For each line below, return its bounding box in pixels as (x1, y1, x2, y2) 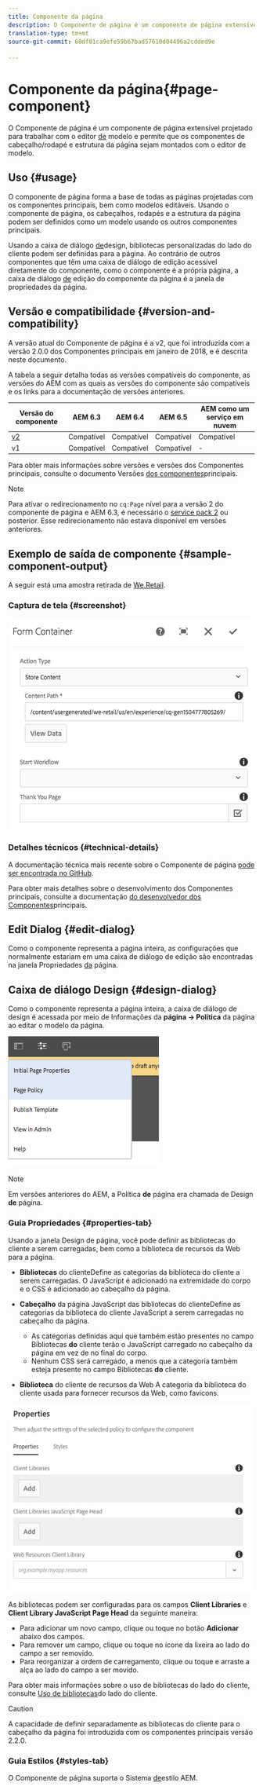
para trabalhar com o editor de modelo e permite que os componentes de (8, 132, 245, 141)
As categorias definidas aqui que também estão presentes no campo (31, 1331, 254, 1341)
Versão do (19, 408, 54, 418)
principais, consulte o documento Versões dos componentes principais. (8, 469, 238, 478)
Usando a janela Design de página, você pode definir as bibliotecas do (8, 1235, 236, 1245)
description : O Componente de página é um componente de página (8, 20, 222, 29)
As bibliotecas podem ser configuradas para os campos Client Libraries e (8, 1600, 247, 1609)
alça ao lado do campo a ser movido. (19, 1665, 139, 1675)
